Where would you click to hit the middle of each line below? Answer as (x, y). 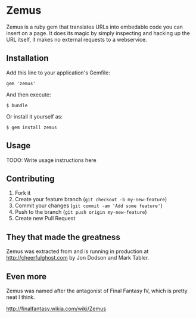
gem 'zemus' (21, 83)
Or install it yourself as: (34, 116)
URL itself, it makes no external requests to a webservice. (77, 39)
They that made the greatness (63, 237)
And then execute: (29, 94)
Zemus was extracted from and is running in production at (77, 251)
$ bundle (17, 105)
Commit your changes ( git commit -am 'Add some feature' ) (88, 205)
